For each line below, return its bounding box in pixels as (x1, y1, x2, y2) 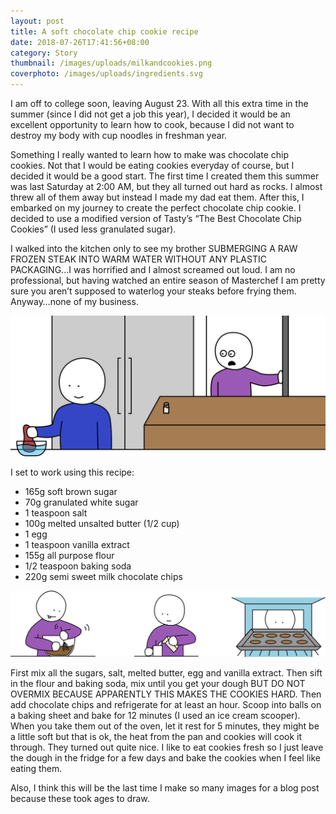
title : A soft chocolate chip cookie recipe (10, 26, 199, 37)
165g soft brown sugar (24, 486, 118, 498)
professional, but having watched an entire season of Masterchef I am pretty (10, 275, 326, 286)
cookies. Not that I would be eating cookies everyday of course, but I (10, 160, 295, 171)
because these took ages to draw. (10, 793, 150, 805)
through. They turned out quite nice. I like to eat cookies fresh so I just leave (10, 741, 324, 754)
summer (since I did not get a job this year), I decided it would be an (10, 108, 291, 120)
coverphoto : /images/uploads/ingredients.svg (10, 69, 203, 79)
